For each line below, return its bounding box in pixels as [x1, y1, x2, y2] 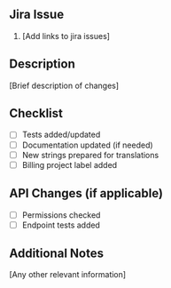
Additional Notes [9, 246, 105, 261]
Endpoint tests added [21, 220, 100, 230]
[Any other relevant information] [9, 269, 127, 280]
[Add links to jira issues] [21, 30, 111, 41]
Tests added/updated [21, 129, 101, 140]
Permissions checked [21, 209, 101, 220]
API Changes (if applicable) [9, 186, 164, 201]
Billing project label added [21, 159, 118, 170]
